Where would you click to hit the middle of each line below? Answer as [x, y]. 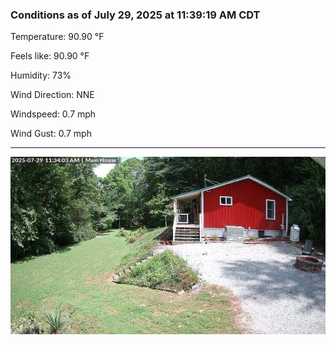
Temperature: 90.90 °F [57, 37]
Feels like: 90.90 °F [50, 56]
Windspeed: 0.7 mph [53, 114]
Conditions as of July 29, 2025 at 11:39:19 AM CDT [135, 15]
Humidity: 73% [41, 75]
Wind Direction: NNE [52, 95]
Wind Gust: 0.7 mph [51, 134]
